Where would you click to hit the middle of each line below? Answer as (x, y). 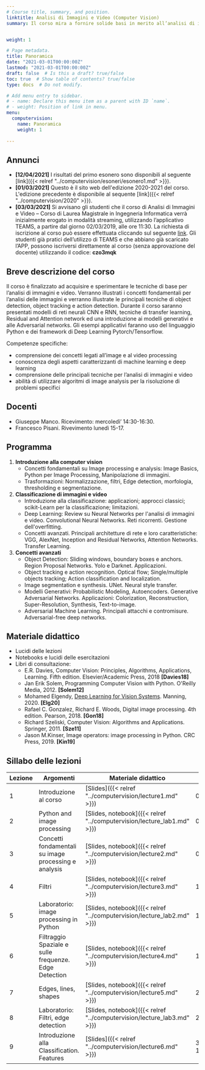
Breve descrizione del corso (60, 272)
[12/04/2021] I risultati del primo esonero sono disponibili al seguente (103, 175)
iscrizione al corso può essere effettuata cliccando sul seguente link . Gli (106, 233)
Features (51, 1058)
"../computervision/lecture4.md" (131, 956)
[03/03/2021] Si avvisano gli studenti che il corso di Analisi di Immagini (105, 207)
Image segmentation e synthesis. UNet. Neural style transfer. (101, 585)
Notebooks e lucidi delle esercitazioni (62, 658)
